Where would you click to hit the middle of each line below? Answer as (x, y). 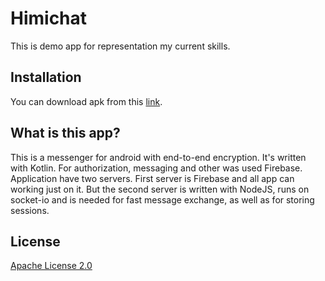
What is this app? (65, 133)
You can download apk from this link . (86, 101)
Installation (46, 77)
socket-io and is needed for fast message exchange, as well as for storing (162, 199)
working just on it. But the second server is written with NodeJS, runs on (160, 189)
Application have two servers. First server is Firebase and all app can (152, 178)
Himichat (49, 18)
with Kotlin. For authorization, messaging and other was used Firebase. (156, 168)
